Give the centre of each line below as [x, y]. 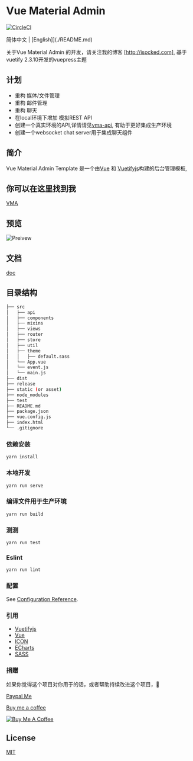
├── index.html [25, 423]
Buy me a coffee [26, 708]
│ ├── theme [24, 351]
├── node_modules [27, 395]
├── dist [17, 378]
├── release [21, 384]
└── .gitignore [25, 428]
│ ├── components [30, 318]
